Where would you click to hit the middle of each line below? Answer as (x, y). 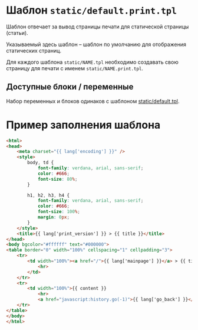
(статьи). (17, 32)
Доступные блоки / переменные (70, 87)
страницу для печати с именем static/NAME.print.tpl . (75, 68)
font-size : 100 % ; (59, 212)
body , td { (41, 163)
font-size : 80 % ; (57, 179)
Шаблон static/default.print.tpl (91, 10)
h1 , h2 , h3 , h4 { (48, 195)
